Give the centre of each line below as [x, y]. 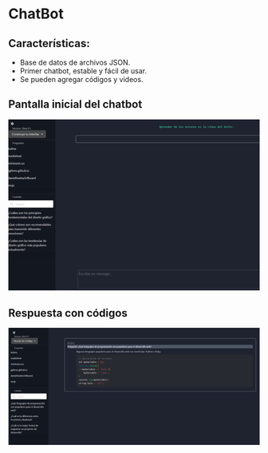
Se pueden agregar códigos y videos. [81, 79]
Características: [49, 43]
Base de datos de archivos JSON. [75, 62]
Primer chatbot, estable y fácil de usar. [83, 71]
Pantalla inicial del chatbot [75, 104]
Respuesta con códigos [68, 313]
